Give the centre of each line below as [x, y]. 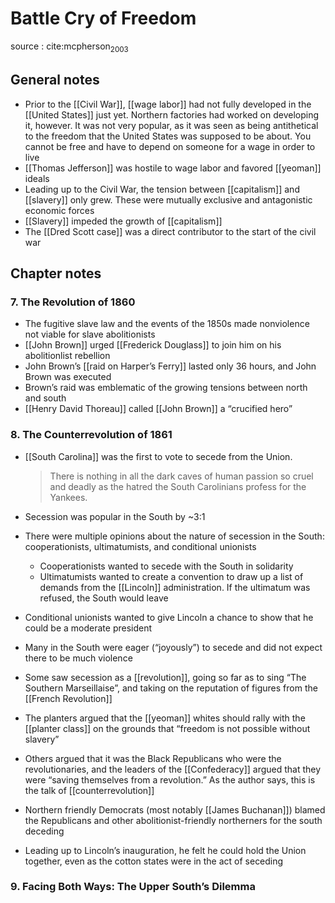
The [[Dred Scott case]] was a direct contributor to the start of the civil [170, 231]
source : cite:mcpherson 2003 [69, 47]
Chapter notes [56, 273]
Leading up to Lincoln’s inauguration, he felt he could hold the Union [165, 850]
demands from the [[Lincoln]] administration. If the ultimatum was [175, 587]
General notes [55, 80]
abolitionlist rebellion [67, 356]
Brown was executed [68, 377]
